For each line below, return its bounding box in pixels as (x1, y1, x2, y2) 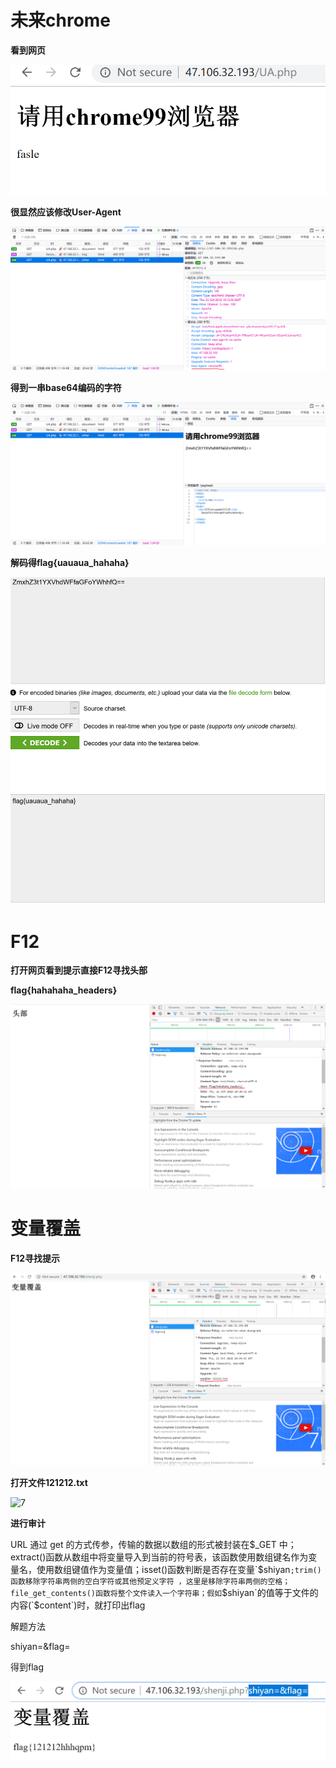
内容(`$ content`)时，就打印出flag (10, 1599, 146, 1611)
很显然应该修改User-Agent (10, 206, 122, 218)
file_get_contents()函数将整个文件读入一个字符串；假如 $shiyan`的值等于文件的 (10, 1587, 319, 1599)
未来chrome (10, 9, 112, 32)
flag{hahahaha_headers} (10, 984, 118, 996)
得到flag (10, 1661, 45, 1673)
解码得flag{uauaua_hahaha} (10, 557, 130, 569)
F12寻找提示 (10, 1252, 61, 1265)
